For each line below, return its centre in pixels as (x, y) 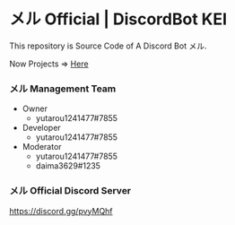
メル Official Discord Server (70, 191)
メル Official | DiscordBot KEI (118, 19)
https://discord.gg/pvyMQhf (61, 211)
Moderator (42, 147)
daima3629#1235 (68, 166)
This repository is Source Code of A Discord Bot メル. (108, 46)
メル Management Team (63, 89)
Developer (41, 128)
